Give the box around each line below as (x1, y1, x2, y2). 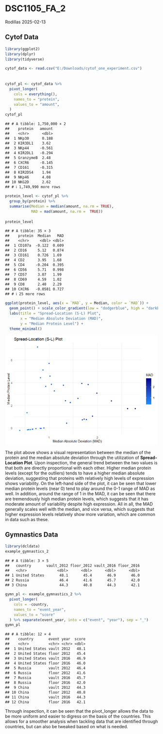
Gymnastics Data (5, 531, 58, 539)
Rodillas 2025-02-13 (5, 19, 46, 25)
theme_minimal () (9, 326, 42, 331)
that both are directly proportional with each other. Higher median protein (5, 465, 151, 471)
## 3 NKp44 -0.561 (5, 146, 53, 151)
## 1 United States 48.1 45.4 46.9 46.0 (5, 573, 140, 578)
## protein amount (5, 127, 53, 131)
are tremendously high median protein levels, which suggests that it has (5, 496, 149, 502)
